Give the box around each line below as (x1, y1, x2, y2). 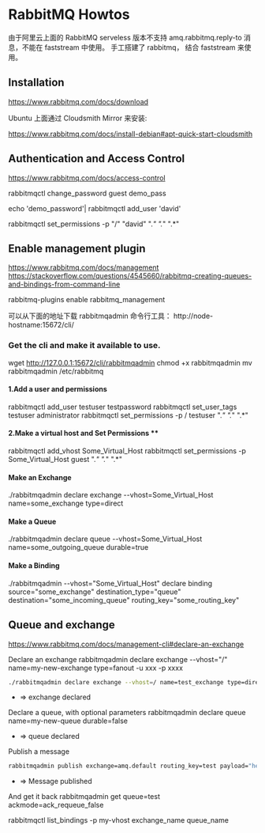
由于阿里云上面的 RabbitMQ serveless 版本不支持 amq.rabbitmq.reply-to (8, 32, 242, 42)
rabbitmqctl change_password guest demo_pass (8, 188, 167, 198)
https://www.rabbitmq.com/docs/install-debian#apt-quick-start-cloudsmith (8, 129, 253, 138)
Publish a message (8, 747, 69, 756)
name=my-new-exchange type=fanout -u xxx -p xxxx (8, 663, 184, 672)
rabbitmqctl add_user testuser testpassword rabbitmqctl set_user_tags (8, 402, 237, 411)
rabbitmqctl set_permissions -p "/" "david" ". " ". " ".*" (8, 219, 180, 229)
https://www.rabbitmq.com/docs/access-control (8, 172, 166, 183)
